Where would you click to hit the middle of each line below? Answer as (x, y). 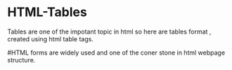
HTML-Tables (47, 12)
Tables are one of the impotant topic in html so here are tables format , (109, 31)
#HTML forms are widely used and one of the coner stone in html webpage (116, 52)
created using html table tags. (50, 38)
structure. (21, 59)
